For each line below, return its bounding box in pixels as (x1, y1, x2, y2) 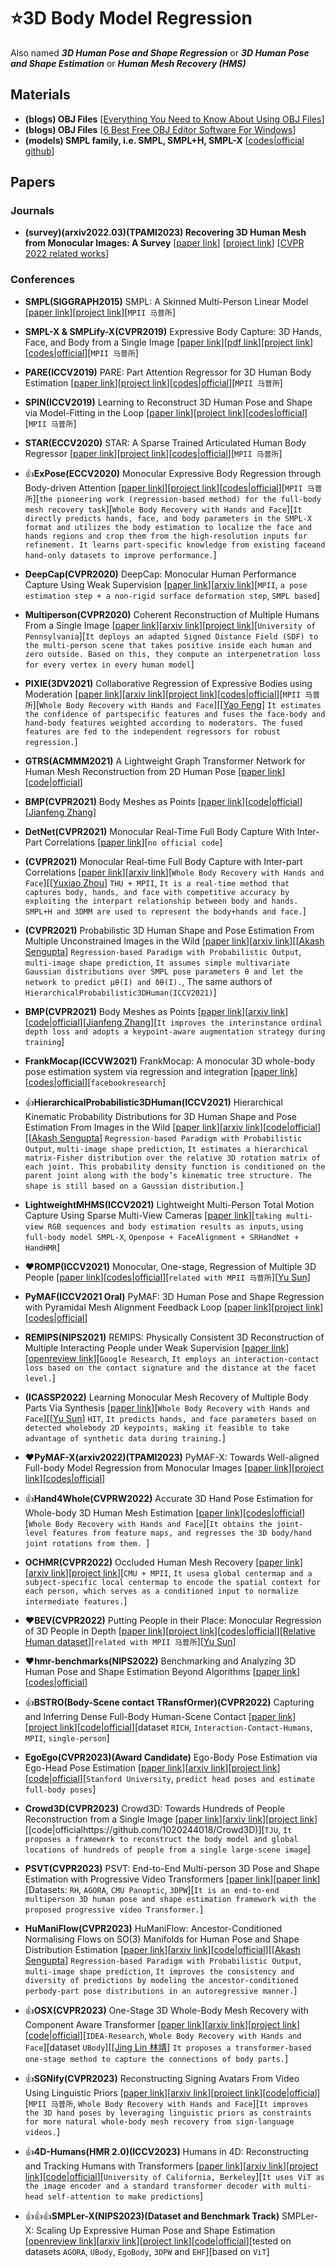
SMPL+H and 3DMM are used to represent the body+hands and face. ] (24, 905, 307, 917)
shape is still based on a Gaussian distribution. (24, 1181, 241, 1191)
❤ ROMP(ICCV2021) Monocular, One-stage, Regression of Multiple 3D (24, 1260, 317, 1272)
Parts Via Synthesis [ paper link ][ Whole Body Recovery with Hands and (24, 1401, 310, 1414)
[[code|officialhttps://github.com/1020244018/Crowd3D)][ (24, 1823, 265, 1835)
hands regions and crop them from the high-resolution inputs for (24, 531, 308, 541)
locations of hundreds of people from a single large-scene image (24, 1845, 308, 1855)
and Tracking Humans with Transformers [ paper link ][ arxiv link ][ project (24, 2160, 319, 2172)
